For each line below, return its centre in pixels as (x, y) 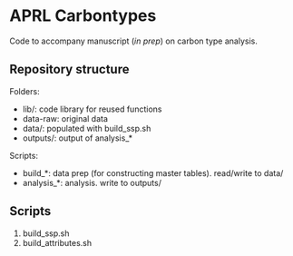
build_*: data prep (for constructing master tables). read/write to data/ (153, 172)
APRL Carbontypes (83, 16)
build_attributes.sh (57, 242)
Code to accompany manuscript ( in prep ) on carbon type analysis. (134, 41)
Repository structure (69, 69)
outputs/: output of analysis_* (78, 138)
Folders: (24, 91)
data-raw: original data (65, 118)
